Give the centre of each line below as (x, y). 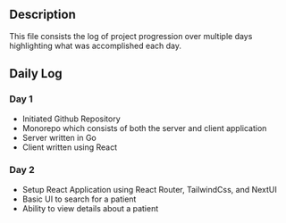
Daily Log (36, 74)
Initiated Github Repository (71, 119)
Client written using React (70, 147)
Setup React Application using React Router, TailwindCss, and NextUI (149, 189)
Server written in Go (59, 137)
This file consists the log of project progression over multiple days (131, 36)
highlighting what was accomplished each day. (95, 45)
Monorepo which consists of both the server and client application (144, 128)
